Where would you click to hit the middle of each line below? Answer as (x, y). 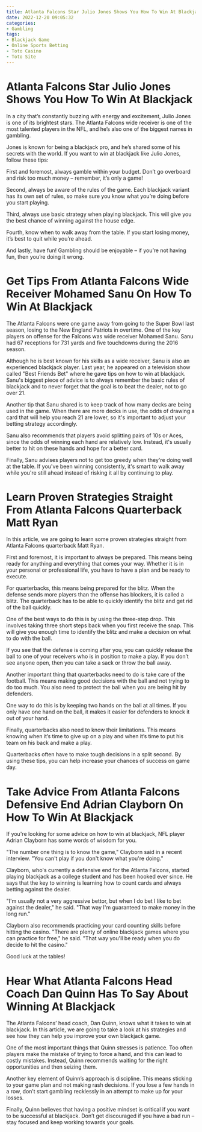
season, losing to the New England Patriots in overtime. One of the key (94, 330)
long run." (18, 914)
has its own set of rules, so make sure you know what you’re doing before (98, 196)
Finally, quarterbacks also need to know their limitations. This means (91, 730)
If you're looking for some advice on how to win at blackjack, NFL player (96, 834)
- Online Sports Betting (37, 46)
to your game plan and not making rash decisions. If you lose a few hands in (100, 1085)
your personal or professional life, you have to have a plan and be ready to (98, 570)
